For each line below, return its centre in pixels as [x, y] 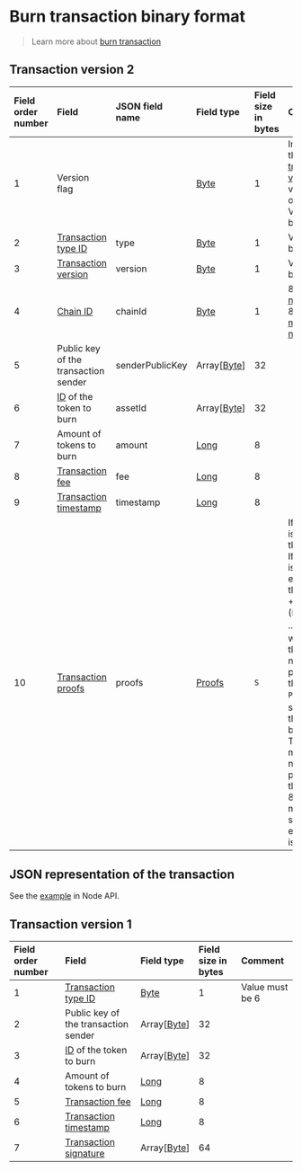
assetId [131, 408]
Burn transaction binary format [127, 17]
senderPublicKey [151, 365]
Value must [265, 987]
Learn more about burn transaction [96, 41]
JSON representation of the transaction [122, 874]
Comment [263, 961]
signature [85, 1153]
